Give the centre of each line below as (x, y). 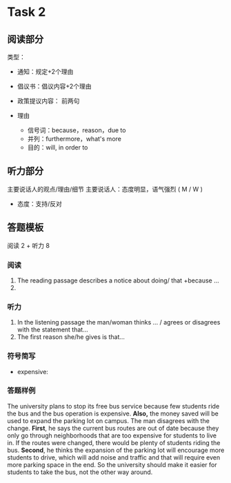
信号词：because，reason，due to (77, 130)
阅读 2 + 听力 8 (29, 245)
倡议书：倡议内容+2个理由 (54, 86)
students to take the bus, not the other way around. (80, 472)
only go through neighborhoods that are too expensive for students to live (112, 435)
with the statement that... (52, 330)
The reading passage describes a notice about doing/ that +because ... (118, 280)
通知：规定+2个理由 (45, 72)
